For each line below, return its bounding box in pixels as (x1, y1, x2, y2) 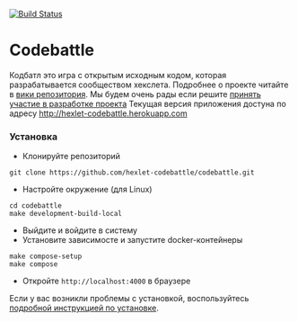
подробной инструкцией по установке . (9, 302, 159, 314)
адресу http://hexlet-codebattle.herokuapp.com (9, 108, 188, 119)
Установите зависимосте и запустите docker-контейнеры (22, 235, 243, 246)
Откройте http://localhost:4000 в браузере (22, 275, 191, 287)
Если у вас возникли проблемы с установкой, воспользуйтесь (9, 293, 250, 304)
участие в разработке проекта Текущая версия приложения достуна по (9, 98, 287, 109)
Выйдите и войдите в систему (22, 225, 137, 236)
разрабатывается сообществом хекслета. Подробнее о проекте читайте (9, 79, 289, 90)
